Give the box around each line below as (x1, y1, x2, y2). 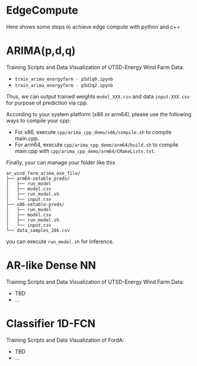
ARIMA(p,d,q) (6, 44, 76, 58)
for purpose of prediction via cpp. (6, 99, 89, 106)
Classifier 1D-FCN (6, 317, 96, 330)
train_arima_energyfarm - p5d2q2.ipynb (14, 82, 114, 88)
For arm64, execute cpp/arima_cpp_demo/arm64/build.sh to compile (14, 141, 179, 148)
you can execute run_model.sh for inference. (6, 238, 114, 245)
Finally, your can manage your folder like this (6, 158, 115, 166)
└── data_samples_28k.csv (6, 227, 70, 233)
